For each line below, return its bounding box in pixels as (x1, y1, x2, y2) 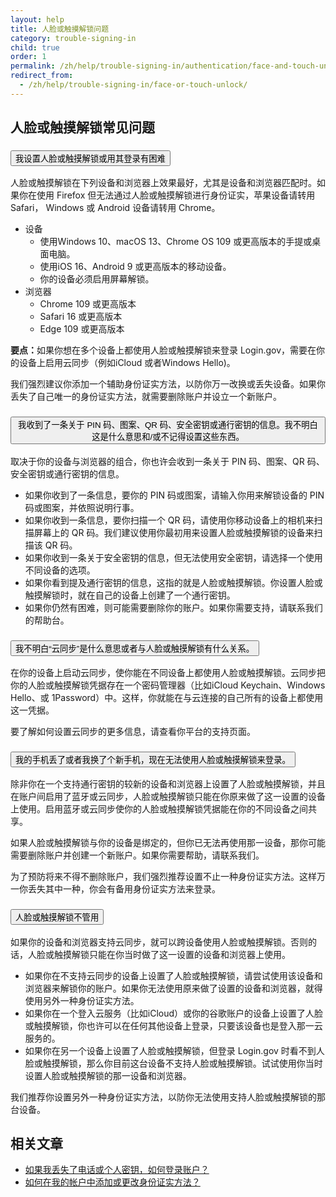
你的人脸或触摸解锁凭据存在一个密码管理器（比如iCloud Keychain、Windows (10, 679, 326, 691)
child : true (10, 42, 60, 53)
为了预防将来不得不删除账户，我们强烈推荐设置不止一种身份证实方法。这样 (10, 871, 317, 883)
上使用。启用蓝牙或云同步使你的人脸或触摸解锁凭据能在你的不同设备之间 (10, 803, 308, 815)
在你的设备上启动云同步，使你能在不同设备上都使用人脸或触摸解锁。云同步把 (10, 667, 326, 679)
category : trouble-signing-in (10, 33, 137, 43)
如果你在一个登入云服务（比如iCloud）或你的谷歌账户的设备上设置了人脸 (24, 1007, 324, 1019)
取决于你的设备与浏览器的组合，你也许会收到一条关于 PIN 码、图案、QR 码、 (10, 455, 325, 467)
